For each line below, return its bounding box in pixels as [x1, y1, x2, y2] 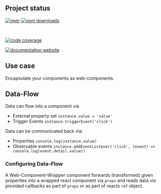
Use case [5, 62, 35, 70]
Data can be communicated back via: [5, 128, 83, 134]
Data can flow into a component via [5, 103, 79, 109]
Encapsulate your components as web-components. [5, 75, 115, 81]
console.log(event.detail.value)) [12, 149, 86, 154]
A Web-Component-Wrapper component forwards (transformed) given [5, 172, 153, 178]
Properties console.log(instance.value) [12, 138, 97, 144]
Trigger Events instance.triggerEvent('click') [12, 119, 113, 125]
